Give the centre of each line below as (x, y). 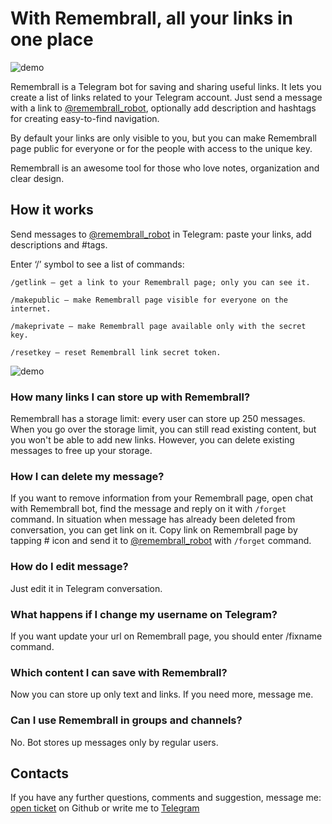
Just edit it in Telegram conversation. (86, 588)
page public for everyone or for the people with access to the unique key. (161, 148)
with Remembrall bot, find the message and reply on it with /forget (148, 509)
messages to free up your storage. (81, 451)
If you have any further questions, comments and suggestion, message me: (166, 798)
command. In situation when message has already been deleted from (153, 519)
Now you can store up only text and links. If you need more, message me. (162, 694)
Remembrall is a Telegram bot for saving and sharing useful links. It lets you (166, 86)
